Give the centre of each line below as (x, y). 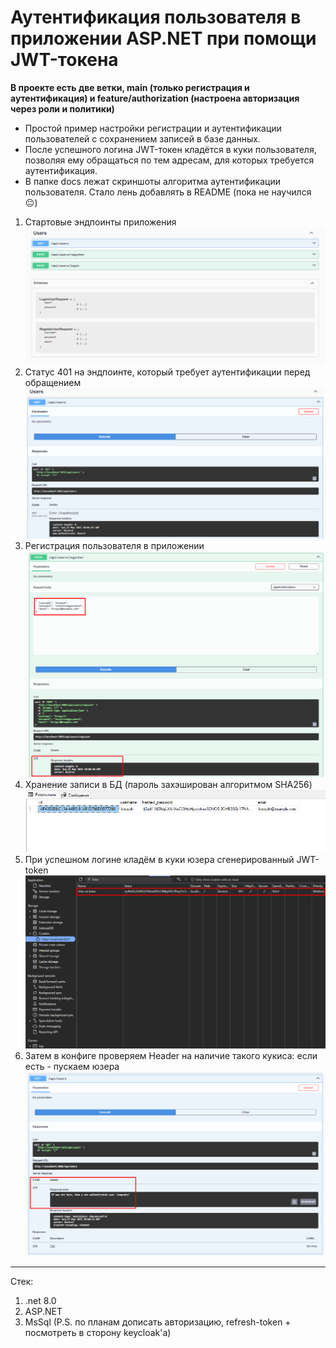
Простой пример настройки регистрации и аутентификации (153, 128)
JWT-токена (64, 60)
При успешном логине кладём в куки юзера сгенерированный (159, 860)
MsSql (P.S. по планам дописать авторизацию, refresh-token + (158, 1322)
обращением (53, 383)
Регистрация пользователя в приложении (114, 546)
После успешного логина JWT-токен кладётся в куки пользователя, (170, 149)
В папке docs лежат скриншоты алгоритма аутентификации (152, 181)
